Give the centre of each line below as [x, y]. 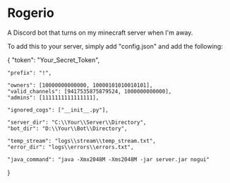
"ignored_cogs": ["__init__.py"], [58, 110]
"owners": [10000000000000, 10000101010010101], [80, 85]
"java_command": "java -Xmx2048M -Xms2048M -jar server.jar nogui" [109, 159]
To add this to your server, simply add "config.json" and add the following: [115, 46]
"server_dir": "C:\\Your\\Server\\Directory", [77, 122]
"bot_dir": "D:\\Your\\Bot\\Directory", [68, 129]
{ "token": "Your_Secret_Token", [54, 60]
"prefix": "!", [30, 73]
